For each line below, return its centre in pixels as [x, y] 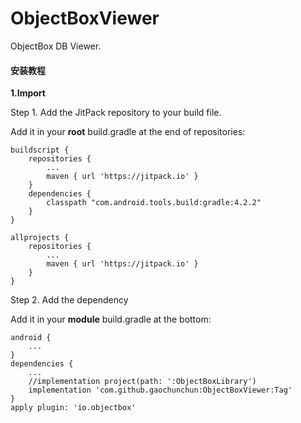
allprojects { [40, 238]
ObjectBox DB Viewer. [56, 46]
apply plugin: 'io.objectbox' [73, 408]
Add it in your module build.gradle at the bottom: [111, 319]
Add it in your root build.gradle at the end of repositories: [128, 132]
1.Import [28, 93]
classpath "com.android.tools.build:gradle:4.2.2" [154, 203]
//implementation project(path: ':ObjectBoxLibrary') [142, 382]
